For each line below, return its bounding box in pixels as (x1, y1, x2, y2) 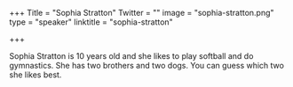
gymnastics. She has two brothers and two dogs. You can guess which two (9, 61, 284, 70)
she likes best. (9, 69, 62, 80)
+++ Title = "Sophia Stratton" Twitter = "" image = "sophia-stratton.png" (9, 8, 274, 18)
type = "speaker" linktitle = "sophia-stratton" (9, 17, 173, 27)
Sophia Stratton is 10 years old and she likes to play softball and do (9, 51, 254, 61)
